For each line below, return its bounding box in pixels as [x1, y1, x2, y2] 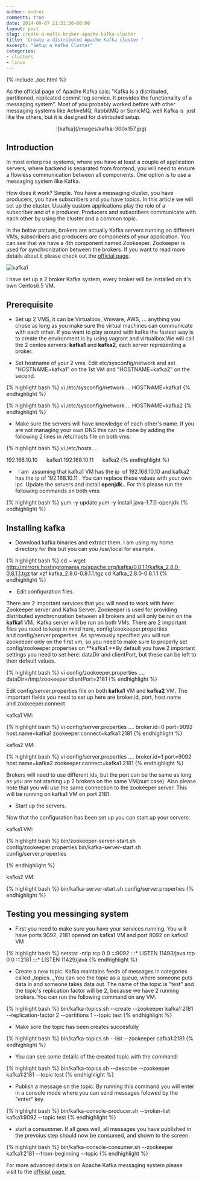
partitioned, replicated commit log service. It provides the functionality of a [6, 94, 192, 101]
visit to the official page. [6, 1168, 66, 1175]
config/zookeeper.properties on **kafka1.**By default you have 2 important [6, 644, 195, 652]
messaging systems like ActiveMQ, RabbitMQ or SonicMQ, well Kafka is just [6, 107, 196, 114]
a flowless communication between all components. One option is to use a [6, 171, 191, 179]
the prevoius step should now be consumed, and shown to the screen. [14, 1132, 190, 1139]
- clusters [6, 54, 34, 60]
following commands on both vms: [14, 487, 101, 495]
